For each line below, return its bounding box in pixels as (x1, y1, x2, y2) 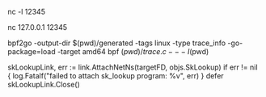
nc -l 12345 (7, 7, 46, 16)
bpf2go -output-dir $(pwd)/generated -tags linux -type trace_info (7, 38, 226, 48)
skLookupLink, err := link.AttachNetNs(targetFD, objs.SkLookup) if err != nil (7, 62, 258, 72)
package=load (7, 47, 56, 56)
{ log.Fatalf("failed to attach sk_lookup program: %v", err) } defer (7, 71, 224, 80)
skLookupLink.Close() (7, 80, 80, 89)
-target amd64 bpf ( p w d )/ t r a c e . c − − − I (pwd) (57, 47, 209, 56)
